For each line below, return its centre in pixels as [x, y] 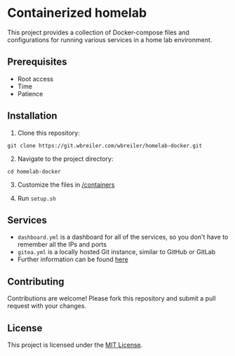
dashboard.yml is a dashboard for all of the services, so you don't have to [123, 237]
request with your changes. [47, 306]
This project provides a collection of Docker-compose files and [98, 32]
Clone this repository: [48, 133]
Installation [32, 116]
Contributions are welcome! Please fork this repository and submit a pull [112, 298]
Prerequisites [37, 62]
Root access [35, 79]
